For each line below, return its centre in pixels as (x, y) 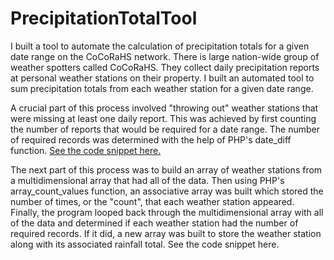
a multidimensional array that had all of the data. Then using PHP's (147, 180)
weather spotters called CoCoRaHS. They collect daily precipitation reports (165, 67)
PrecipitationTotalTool (104, 18)
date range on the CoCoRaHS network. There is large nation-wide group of (165, 56)
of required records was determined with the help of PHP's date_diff (151, 139)
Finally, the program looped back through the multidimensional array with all (167, 212)
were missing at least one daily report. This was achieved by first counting (163, 118)
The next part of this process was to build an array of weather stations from (166, 169)
